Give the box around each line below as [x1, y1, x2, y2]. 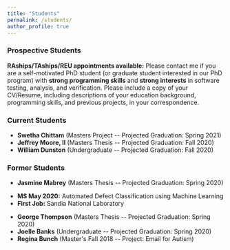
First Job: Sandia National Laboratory [17, 200, 125, 208]
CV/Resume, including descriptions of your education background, [7, 90, 196, 99]
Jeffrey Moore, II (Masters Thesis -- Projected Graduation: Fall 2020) [17, 138, 215, 146]
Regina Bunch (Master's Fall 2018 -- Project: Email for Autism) [17, 235, 194, 243]
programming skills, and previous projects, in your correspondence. [7, 98, 200, 106]
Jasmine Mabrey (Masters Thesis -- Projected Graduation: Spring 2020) [17, 179, 224, 187]
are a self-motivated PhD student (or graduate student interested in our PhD [7, 68, 222, 77]
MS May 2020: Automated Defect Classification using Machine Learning [17, 192, 224, 200]
